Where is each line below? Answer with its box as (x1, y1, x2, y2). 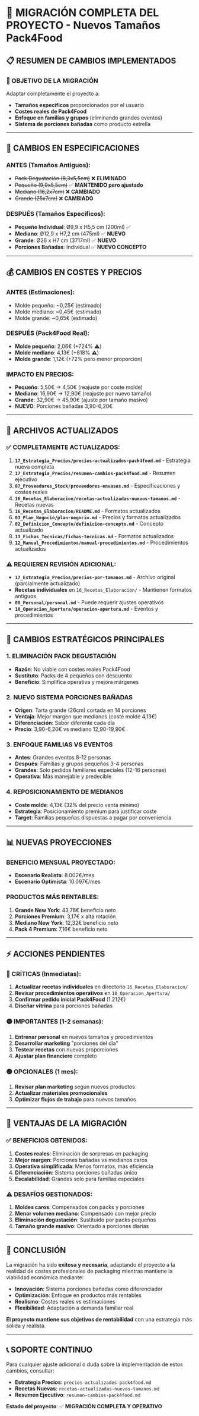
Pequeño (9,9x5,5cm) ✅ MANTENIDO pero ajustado (14, 181, 143, 189)
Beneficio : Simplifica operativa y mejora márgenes (14, 678, 139, 685)
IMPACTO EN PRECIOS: (6, 370, 74, 378)
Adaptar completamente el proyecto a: (6, 90, 100, 97)
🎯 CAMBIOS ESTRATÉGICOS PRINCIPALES (6, 634, 165, 645)
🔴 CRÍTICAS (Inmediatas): (6, 970, 81, 978)
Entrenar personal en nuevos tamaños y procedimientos (14, 1033, 153, 1040)
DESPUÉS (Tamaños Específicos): (6, 210, 105, 218)
